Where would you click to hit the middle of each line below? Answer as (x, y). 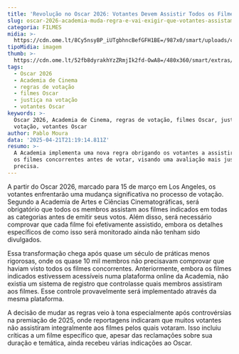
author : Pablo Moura (38, 133)
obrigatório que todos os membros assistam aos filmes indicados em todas (117, 209)
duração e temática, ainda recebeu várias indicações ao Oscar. (100, 343)
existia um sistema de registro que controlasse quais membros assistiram (115, 283)
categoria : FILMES (34, 27)
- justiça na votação (46, 100)
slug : (15, 21)
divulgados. (25, 239)
